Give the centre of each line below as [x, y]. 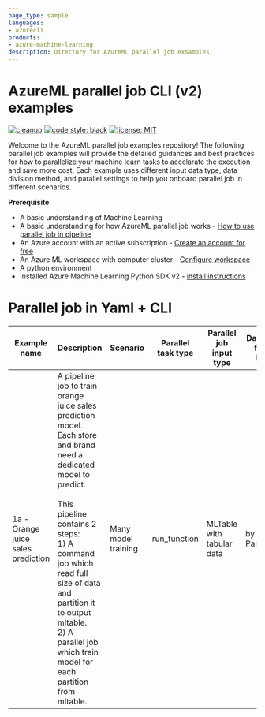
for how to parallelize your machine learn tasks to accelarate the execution [129, 162]
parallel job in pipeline [55, 234]
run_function [175, 539]
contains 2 [77, 524]
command [76, 553]
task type [175, 353]
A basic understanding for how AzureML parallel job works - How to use [137, 226]
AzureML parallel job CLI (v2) [105, 91]
